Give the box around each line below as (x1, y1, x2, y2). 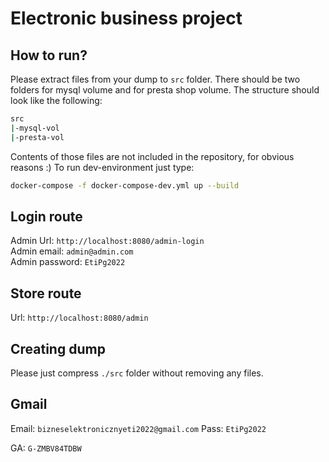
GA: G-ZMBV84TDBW (10, 442, 82, 454)
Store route (10, 285, 82, 302)
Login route (10, 208, 83, 225)
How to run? (10, 47, 88, 64)
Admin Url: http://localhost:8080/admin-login (10, 235, 205, 247)
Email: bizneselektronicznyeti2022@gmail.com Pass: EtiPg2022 (10, 422, 267, 434)
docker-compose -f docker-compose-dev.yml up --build (10, 180, 240, 191)
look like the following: (10, 95, 103, 106)
